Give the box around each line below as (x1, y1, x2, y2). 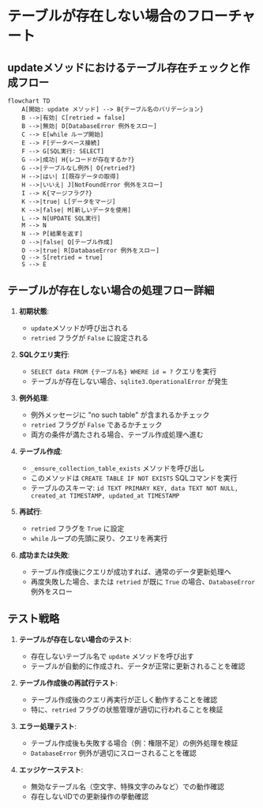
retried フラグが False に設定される (30, 333, 149, 342)
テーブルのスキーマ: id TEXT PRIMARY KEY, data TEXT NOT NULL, (30, 483, 239, 492)
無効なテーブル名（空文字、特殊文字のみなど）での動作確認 (30, 781, 224, 791)
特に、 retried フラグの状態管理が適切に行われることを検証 (30, 705, 224, 714)
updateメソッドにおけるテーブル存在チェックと (7, 61, 240, 74)
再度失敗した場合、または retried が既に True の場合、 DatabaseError (30, 577, 256, 586)
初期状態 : (18, 306, 49, 316)
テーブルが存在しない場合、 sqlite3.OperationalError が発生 (30, 376, 228, 385)
